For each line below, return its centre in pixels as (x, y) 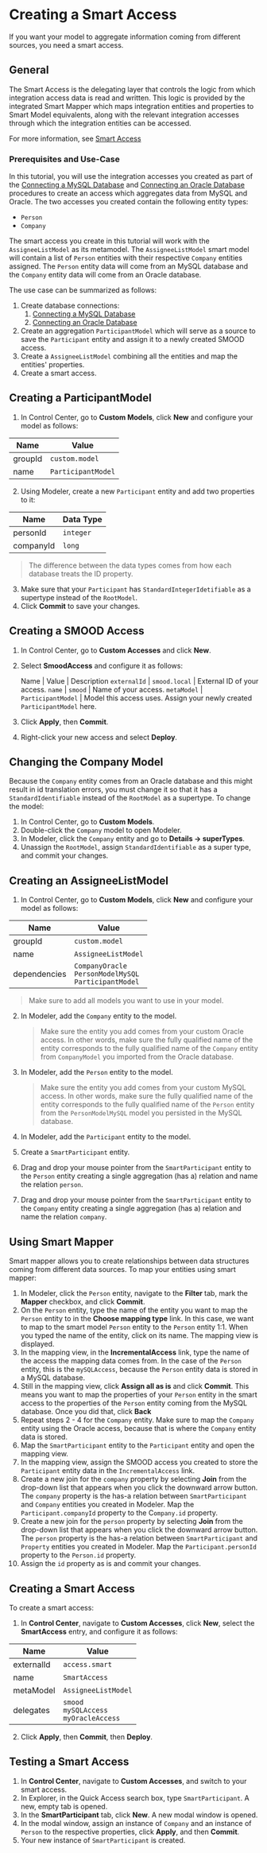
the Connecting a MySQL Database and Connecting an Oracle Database (127, 185)
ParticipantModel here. (58, 706)
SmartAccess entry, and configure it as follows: (99, 1631)
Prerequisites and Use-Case (64, 159)
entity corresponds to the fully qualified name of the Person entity (147, 1105)
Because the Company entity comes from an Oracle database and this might (131, 781)
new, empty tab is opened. (64, 1806)
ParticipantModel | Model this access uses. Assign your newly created (136, 698)
